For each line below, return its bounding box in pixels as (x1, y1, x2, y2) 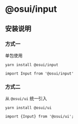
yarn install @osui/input (5, 62, 58, 67)
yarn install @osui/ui (5, 105, 52, 111)
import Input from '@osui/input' (5, 71, 74, 76)
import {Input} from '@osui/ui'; (5, 114, 74, 119)
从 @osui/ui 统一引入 (5, 95, 47, 102)
